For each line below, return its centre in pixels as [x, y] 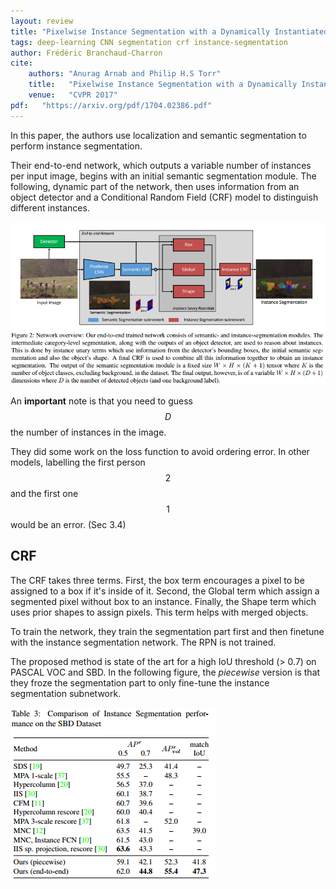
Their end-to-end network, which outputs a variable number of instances [161, 165]
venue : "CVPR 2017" [73, 95]
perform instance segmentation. [76, 146]
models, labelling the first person [78, 462]
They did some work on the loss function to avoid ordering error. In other [160, 451]
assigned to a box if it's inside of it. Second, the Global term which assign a [165, 591]
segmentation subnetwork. [66, 693]
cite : [21, 63]
